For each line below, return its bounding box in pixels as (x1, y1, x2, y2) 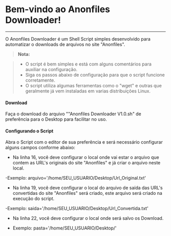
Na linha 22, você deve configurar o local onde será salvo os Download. (12, 215, 164, 221)
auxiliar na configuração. (25, 66, 78, 72)
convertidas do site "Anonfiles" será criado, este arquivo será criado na (12, 190, 163, 196)
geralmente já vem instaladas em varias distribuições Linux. (25, 88, 151, 94)
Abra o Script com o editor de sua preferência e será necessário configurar (5, 139, 163, 145)
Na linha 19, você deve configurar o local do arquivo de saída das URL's (12, 185, 163, 191)
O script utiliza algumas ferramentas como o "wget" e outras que (25, 82, 162, 88)
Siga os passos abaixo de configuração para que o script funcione (25, 72, 165, 78)
